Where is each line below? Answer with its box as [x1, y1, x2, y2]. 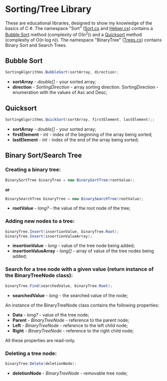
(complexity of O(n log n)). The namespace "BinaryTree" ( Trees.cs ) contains [5, 36, 162, 43]
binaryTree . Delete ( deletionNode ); [5, 361, 77, 366]
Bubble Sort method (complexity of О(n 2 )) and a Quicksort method [5, 30, 142, 37]
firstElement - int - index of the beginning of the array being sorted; [12, 131, 153, 137]
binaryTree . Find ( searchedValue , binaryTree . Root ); [5, 283, 113, 288]
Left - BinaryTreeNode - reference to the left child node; [12, 322, 128, 328]
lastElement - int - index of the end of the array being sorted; [12, 136, 139, 143]
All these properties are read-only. [5, 337, 76, 343]
